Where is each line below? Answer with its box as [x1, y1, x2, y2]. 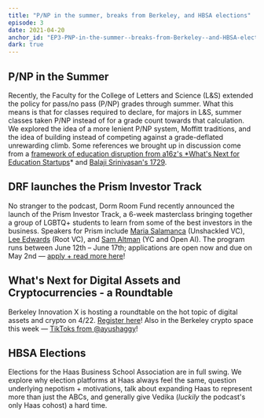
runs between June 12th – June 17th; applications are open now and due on [8, 243, 253, 252]
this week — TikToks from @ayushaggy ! [8, 324, 139, 333]
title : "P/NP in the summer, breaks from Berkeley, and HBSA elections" [8, 11, 251, 20]
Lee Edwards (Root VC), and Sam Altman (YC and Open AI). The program [8, 234, 245, 244]
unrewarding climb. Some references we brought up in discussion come [8, 141, 241, 150]
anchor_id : [8, 33, 44, 42]
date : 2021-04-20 [8, 26, 65, 34]
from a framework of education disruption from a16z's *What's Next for [8, 148, 240, 158]
